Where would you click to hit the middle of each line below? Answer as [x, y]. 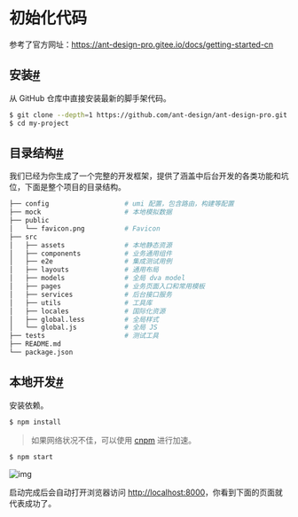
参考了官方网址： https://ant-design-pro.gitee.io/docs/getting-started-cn [141, 44]
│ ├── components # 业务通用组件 [91, 254]
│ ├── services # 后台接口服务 [91, 294]
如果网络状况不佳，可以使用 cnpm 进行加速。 [114, 440]
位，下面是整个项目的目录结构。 [67, 187]
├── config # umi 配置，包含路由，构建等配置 [122, 204]
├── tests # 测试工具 [84, 336]
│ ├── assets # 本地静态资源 [91, 245]
